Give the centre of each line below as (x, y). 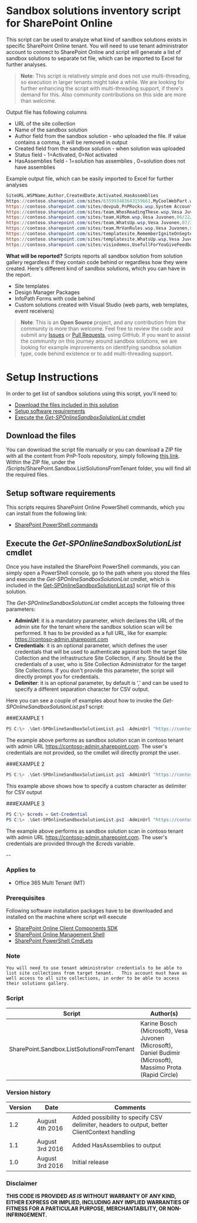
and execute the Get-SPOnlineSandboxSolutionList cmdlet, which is (88, 579)
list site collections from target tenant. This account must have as (97, 973)
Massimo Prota (161, 1067)
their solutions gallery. (38, 984)
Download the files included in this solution (67, 405)
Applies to (21, 870)
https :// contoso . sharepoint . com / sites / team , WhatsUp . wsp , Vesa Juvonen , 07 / (98, 223)
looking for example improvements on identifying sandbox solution (101, 347)
